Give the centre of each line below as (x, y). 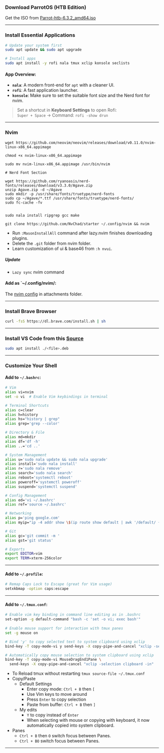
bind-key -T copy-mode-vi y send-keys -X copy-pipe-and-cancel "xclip (78, 646)
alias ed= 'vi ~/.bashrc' (30, 500)
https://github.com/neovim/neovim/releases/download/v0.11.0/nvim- (86, 143)
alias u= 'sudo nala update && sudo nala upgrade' (57, 460)
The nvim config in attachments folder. (44, 294)
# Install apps (20, 59)
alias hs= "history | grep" (32, 419)
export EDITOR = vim (24, 554)
